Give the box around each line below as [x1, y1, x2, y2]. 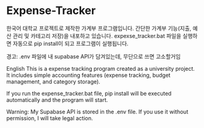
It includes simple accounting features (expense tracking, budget [6, 71, 171, 79]
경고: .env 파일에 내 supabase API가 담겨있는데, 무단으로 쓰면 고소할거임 [6, 52, 181, 60]
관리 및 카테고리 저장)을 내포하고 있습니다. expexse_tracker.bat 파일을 [12, 32, 182, 40]
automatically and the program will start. [6, 96, 108, 104]
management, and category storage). [6, 77, 100, 85]
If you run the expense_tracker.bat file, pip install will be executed [6, 90, 172, 97]
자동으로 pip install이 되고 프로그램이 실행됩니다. [12, 40, 129, 47]
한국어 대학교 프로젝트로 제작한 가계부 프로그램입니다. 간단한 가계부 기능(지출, [6, 24, 192, 32]
